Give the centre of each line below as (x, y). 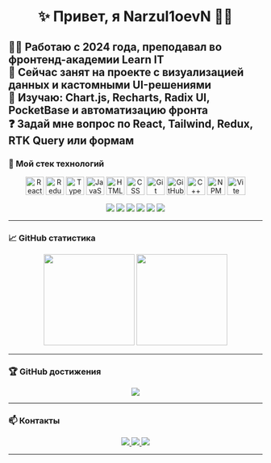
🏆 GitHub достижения (55, 372)
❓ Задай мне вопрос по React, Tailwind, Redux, (131, 123)
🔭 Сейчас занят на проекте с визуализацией (126, 72)
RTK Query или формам (71, 140)
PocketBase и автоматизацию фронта (108, 110)
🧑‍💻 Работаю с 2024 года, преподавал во (115, 47)
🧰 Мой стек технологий (56, 164)
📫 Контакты (34, 421)
